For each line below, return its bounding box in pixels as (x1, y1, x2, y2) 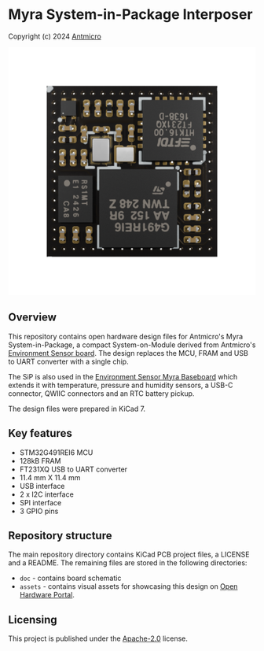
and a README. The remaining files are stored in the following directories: (8, 558, 247, 568)
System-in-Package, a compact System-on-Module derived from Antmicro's (8, 340, 256, 350)
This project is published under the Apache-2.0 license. (8, 634, 189, 643)
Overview (8, 311, 57, 324)
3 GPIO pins (19, 506, 59, 516)
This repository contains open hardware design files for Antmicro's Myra (8, 331, 244, 341)
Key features (8, 427, 72, 440)
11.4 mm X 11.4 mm (19, 472, 81, 482)
